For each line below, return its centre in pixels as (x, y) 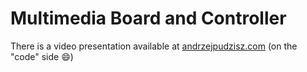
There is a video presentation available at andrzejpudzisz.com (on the (154, 46)
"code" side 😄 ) (42, 56)
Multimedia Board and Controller (148, 18)
